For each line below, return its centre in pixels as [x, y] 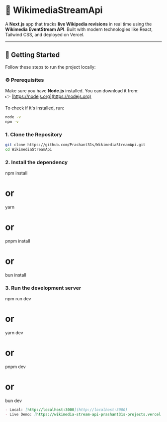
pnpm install [18, 241]
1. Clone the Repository [34, 134]
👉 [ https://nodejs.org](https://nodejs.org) [48, 96]
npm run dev [18, 299]
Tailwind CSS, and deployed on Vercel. [45, 34]
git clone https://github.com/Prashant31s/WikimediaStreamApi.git [75, 145]
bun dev [14, 401]
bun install [16, 275]
